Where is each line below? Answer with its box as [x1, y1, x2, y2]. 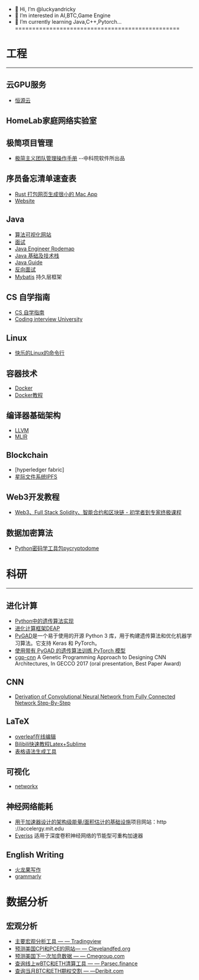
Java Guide [14, 259, 43, 266]
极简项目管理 [6, 138, 53, 148]
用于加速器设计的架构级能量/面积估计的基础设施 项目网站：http [14, 819, 167, 826]
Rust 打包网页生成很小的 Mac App [14, 190, 98, 198]
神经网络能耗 [6, 801, 53, 812]
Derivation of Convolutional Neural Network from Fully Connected [14, 693, 176, 700]
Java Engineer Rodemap [14, 245, 75, 252]
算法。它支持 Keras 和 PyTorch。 [20, 639, 101, 647]
